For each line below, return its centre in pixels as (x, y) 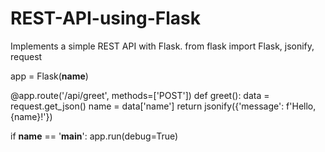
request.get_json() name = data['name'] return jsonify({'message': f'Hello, (163, 106)
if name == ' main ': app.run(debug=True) (94, 136)
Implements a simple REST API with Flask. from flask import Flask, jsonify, (162, 46)
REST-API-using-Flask (106, 18)
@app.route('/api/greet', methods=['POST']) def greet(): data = (140, 95)
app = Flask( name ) (49, 76)
